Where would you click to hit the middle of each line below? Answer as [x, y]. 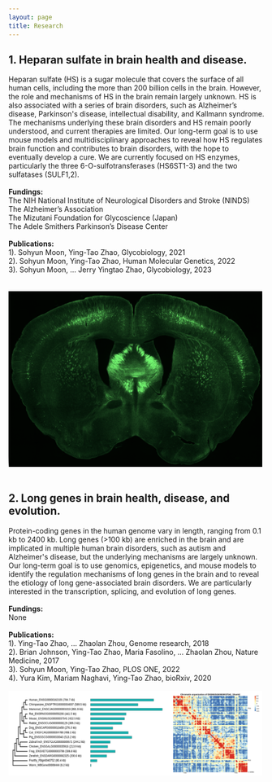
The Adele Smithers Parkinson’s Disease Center [88, 226]
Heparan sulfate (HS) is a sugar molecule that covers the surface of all [126, 79]
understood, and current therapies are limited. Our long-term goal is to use [133, 131]
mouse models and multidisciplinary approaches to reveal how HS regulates [136, 140]
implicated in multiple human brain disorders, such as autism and [117, 548]
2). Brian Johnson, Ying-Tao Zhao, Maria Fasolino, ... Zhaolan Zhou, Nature [134, 652]
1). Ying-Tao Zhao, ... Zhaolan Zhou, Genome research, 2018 [109, 643]
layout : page [30, 17]
